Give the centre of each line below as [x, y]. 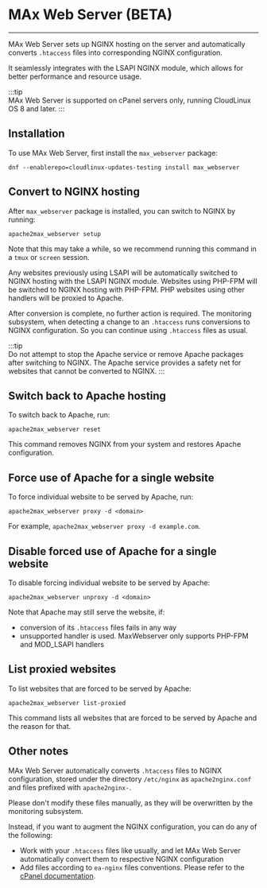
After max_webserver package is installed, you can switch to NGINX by [122, 211]
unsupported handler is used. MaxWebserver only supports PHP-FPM [134, 636]
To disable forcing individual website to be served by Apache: [109, 583]
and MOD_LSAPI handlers [62, 644]
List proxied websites [62, 669]
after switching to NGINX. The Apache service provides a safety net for [125, 363]
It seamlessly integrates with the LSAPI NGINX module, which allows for [126, 68]
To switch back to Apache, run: [59, 415]
